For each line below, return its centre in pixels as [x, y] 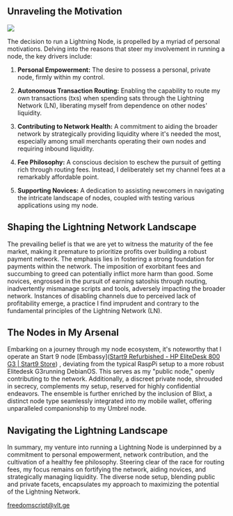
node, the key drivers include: [50, 56]
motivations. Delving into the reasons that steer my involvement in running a [116, 49]
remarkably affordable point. [58, 176]
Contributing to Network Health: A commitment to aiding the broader [117, 126]
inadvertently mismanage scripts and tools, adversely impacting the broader [116, 288]
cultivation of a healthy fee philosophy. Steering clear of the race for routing [116, 462]
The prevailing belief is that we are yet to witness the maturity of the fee [110, 244]
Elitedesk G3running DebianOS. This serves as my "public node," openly [111, 372]
